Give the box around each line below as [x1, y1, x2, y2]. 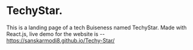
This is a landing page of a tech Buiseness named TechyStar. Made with [6, 24, 187, 31]
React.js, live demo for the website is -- [6, 30, 105, 37]
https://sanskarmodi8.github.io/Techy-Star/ [6, 37, 115, 44]
